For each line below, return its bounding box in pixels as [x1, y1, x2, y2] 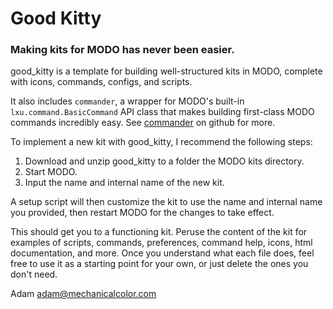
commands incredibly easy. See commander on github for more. [10, 117, 276, 129]
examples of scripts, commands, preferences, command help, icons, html [10, 237, 313, 249]
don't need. [10, 268, 58, 281]
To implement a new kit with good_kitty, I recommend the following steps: [10, 136, 313, 148]
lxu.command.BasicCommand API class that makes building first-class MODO [10, 106, 315, 118]
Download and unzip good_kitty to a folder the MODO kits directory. [24, 155, 305, 167]
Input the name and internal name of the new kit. [24, 177, 225, 189]
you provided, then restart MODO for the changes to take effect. [10, 207, 275, 219]
